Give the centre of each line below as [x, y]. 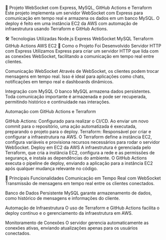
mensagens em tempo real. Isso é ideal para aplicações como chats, [75, 76]
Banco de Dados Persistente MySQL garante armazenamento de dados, [79, 193]
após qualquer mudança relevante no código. [52, 168]
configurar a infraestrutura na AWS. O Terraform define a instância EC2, [79, 137]
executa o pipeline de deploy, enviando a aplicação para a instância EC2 [79, 163]
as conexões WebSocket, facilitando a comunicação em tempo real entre [80, 56]
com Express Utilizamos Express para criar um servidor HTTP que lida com [82, 51]
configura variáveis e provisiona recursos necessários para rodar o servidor [83, 142]
